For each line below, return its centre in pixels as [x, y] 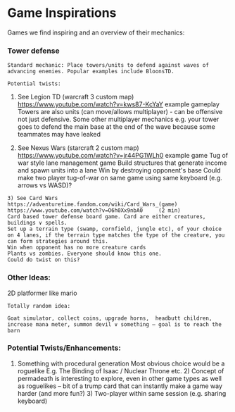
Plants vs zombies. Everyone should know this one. [84, 254]
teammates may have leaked [59, 135]
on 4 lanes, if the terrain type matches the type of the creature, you [116, 235]
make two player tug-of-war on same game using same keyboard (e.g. [120, 178]
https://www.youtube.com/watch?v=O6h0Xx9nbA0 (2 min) [94, 211]
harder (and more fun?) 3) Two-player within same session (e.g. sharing [122, 393]
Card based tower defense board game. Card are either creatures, [107, 217]
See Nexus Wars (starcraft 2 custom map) [78, 148]
